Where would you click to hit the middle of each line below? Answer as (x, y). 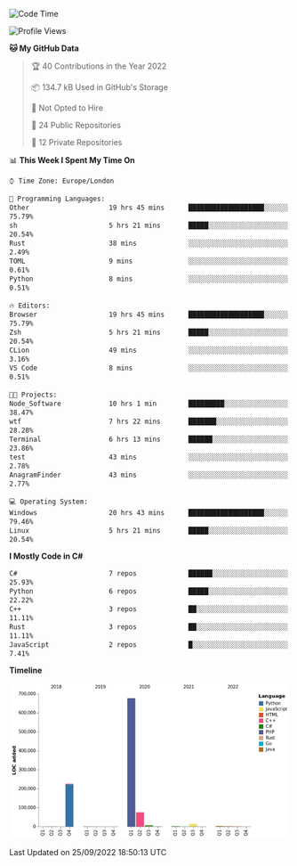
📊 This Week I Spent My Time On (72, 160)
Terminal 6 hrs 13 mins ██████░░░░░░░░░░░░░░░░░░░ (149, 439)
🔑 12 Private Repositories (76, 142)
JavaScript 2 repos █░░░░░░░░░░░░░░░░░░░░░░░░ (149, 645)
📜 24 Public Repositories (76, 125)
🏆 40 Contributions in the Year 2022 (99, 66)
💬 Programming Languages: (57, 199)
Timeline (26, 670)
